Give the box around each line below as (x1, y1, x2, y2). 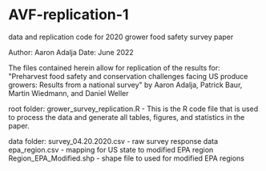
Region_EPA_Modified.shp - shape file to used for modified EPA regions (8, 153, 244, 163)
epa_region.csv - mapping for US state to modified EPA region (8, 145, 214, 154)
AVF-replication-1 (8, 6, 129, 24)
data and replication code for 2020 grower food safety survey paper (8, 32, 234, 42)
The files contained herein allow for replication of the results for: (8, 62, 220, 73)
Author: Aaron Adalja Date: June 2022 (8, 47, 134, 57)
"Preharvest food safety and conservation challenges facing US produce (8, 71, 248, 81)
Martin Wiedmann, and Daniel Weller (8, 88, 129, 97)
